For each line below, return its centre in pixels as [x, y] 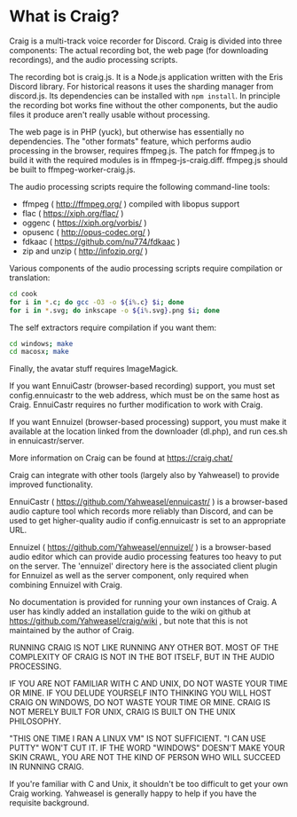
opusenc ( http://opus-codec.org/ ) [86, 232]
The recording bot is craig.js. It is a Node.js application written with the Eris [146, 76]
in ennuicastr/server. [47, 441]
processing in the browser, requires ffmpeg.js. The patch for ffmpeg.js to [142, 150]
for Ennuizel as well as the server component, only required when [129, 576]
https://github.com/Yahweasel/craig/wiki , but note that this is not [129, 621]
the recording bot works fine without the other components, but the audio [144, 105]
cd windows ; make [41, 343]
